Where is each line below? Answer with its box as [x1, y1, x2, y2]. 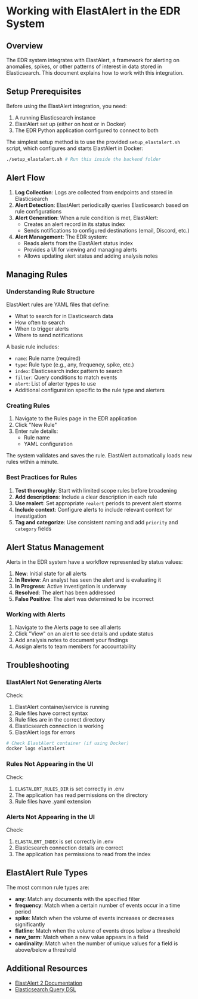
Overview [6, 41, 44, 51]
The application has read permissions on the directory [14, 791, 148, 799]
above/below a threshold [14, 946, 76, 953]
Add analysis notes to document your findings [14, 636, 128, 643]
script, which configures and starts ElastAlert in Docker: [6, 145, 143, 152]
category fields [14, 525, 52, 532]
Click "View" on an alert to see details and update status [14, 630, 154, 637]
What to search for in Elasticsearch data [14, 313, 113, 320]
